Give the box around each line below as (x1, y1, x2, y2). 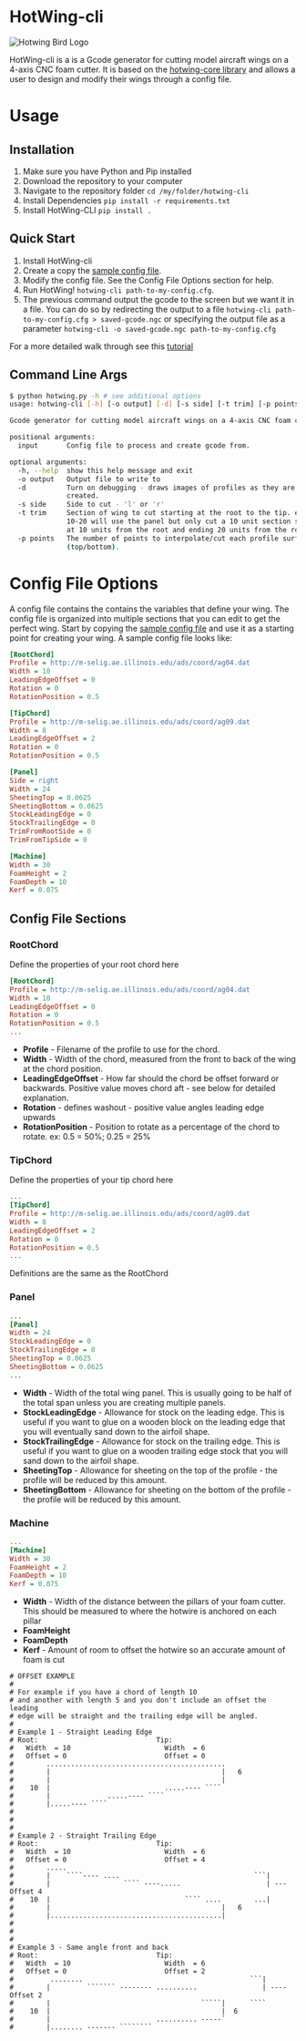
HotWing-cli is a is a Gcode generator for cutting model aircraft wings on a (9, 54, 290, 65)
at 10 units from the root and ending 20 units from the (66, 525, 287, 534)
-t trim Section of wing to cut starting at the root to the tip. (17, 509, 291, 518)
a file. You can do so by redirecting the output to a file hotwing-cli (22, 304, 271, 314)
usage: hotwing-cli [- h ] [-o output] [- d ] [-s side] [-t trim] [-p (9, 399, 271, 409)
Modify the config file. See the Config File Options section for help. (22, 274, 275, 285)
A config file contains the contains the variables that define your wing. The (9, 603, 290, 614)
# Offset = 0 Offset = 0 (9, 1752, 206, 1761)
